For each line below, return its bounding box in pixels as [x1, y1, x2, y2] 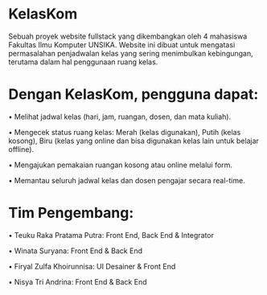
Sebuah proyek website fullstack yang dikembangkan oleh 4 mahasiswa [8, 31, 248, 41]
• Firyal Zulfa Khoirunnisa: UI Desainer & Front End [8, 261, 176, 271]
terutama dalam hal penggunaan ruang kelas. [8, 57, 158, 67]
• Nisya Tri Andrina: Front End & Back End [8, 277, 147, 286]
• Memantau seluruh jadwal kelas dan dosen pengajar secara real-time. [8, 175, 245, 185]
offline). [8, 144, 35, 154]
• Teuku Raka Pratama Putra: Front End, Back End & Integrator [8, 230, 215, 240]
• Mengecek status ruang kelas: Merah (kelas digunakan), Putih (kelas [8, 127, 241, 137]
